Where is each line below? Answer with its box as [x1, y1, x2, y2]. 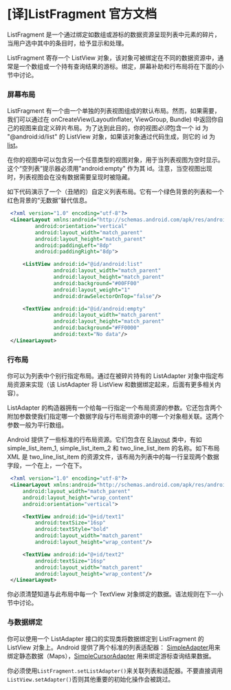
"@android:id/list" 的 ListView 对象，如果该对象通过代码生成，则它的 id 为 [7, 132, 215, 141]
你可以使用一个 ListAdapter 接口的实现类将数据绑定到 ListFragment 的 [7, 634, 204, 642]
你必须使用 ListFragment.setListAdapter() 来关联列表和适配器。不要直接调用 [7, 666, 223, 675]
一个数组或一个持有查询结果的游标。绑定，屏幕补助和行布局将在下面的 [19, 62, 218, 70]
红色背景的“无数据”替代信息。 [7, 196, 91, 205]
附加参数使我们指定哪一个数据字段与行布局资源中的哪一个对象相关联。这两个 [7, 412, 224, 421]
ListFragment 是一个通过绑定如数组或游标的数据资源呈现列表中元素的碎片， [7, 30, 221, 39]
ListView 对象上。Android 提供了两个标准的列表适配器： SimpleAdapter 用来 [7, 643, 221, 651]
